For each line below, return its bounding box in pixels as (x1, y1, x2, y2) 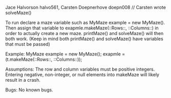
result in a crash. (5, 77, 41, 83)
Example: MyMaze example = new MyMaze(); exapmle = (5, 51, 125, 57)
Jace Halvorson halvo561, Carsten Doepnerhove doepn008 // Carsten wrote (5, 5, 166, 10)
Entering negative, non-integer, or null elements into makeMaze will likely (5, 72, 160, 78)
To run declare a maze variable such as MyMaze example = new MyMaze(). (5, 20, 165, 25)
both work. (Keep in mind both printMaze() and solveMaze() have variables (5, 36, 164, 42)
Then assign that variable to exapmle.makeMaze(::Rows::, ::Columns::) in (5, 25, 159, 31)
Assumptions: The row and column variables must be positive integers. (5, 66, 155, 72)
